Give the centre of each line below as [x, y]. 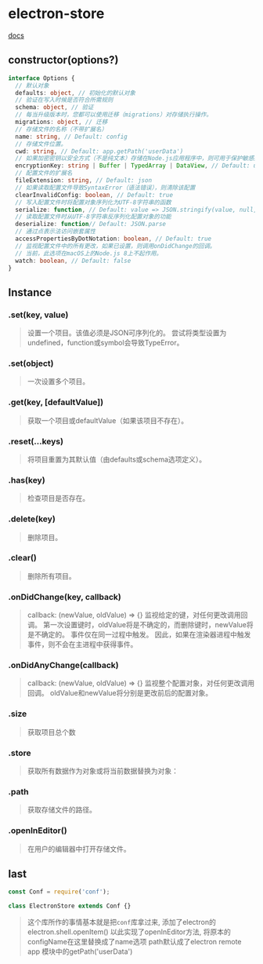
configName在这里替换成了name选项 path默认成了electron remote [134, 942]
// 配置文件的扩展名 [44, 173]
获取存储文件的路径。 [61, 810]
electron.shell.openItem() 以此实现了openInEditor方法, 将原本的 [129, 932]
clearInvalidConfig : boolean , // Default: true [94, 195]
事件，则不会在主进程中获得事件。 [82, 644]
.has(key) [27, 480]
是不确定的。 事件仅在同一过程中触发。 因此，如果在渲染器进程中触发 [139, 635]
